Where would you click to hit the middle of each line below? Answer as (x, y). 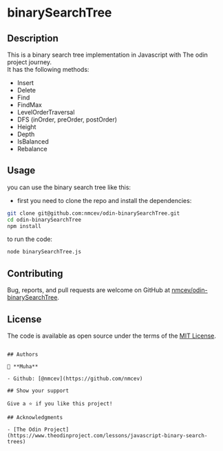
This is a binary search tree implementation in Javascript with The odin (108, 55)
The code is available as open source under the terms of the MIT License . (112, 336)
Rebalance (32, 149)
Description (33, 38)
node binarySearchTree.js (44, 252)
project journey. (30, 62)
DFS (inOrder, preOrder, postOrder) (67, 119)
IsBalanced (33, 142)
